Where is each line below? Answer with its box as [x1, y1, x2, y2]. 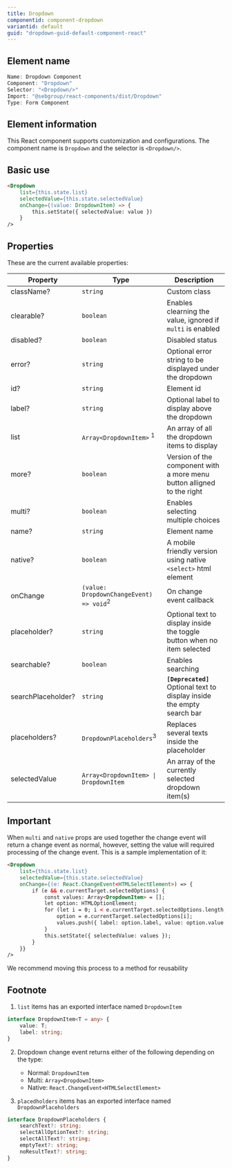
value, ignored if [166, 316, 220, 325]
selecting [166, 507, 197, 516]
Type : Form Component [7, 99, 70, 106]
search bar [166, 708, 202, 718]
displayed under [166, 364, 220, 373]
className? [10, 287, 50, 296]
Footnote [7, 984, 47, 996]
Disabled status [166, 335, 217, 345]
